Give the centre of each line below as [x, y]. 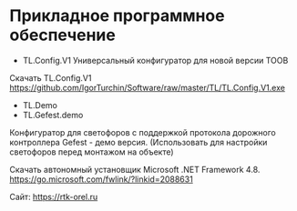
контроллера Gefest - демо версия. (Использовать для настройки [138, 142]
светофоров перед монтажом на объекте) [92, 152]
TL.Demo [40, 105]
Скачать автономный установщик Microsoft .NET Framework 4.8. [135, 169]
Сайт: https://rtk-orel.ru [54, 196]
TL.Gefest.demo [53, 115]
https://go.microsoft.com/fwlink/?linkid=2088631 [101, 179]
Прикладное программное [117, 16]
